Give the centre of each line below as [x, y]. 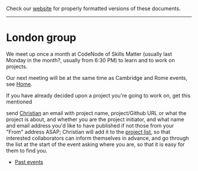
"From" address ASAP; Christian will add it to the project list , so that [88, 132]
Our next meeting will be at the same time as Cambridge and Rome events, [97, 78]
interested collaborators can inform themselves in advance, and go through [98, 138]
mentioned [19, 102]
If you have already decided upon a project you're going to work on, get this [98, 95]
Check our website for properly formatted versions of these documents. [93, 9]
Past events [29, 162]
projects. [17, 66]
